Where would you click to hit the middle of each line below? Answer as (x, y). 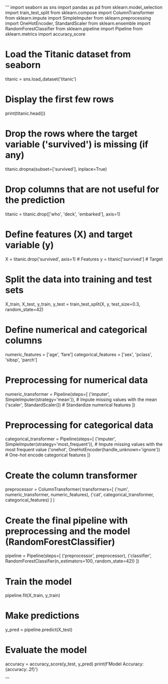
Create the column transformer (71, 475)
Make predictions (42, 616)
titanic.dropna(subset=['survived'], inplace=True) (56, 169)
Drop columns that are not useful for (82, 189)
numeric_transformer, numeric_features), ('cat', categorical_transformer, (80, 495)
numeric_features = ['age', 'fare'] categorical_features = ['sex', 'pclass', (79, 354)
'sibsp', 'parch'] (21, 360)
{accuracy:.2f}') (22, 669)
